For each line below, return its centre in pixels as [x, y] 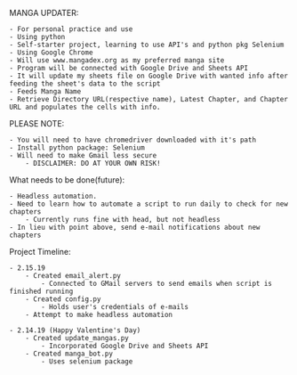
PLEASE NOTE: [37, 123]
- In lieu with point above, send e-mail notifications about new [135, 227]
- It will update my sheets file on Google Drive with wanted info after [149, 76]
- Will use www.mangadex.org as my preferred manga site [117, 61]
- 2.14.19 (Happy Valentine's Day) [75, 330]
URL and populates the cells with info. [85, 107]
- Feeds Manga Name [45, 92]
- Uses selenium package [87, 362]
